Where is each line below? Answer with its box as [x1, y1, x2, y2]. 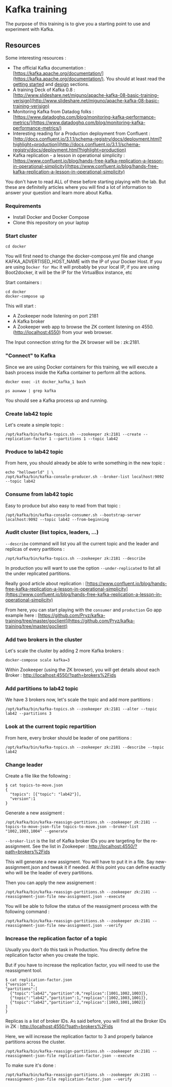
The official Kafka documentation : [12, 64, 86, 71]
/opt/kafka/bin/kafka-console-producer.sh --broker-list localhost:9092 [5, 475, 164, 480]
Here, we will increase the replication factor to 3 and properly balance [5, 1033, 153, 1040]
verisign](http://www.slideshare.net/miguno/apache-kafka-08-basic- [12, 97, 160, 103]
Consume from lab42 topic [5, 490, 73, 498]
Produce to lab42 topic [5, 448, 64, 455]
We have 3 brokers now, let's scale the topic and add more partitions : [5, 696, 153, 703]
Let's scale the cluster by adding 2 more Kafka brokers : [5, 647, 124, 654]
